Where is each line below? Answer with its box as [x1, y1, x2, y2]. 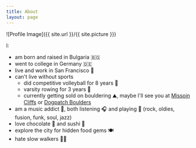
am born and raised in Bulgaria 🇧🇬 [14, 53, 100, 60]
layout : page [6, 14, 38, 20]
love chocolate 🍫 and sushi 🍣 [14, 120, 86, 127]
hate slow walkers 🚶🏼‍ [14, 135, 67, 142]
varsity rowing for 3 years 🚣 [23, 85, 92, 92]
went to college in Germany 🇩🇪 [14, 60, 93, 67]
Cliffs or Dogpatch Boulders [23, 98, 92, 105]
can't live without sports [14, 73, 74, 80]
